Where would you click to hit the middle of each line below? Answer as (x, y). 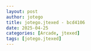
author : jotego (25, 17)
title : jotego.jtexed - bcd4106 (45, 22)
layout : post (22, 11)
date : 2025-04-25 (27, 28)
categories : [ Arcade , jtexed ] (43, 33)
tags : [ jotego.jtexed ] (34, 39)
